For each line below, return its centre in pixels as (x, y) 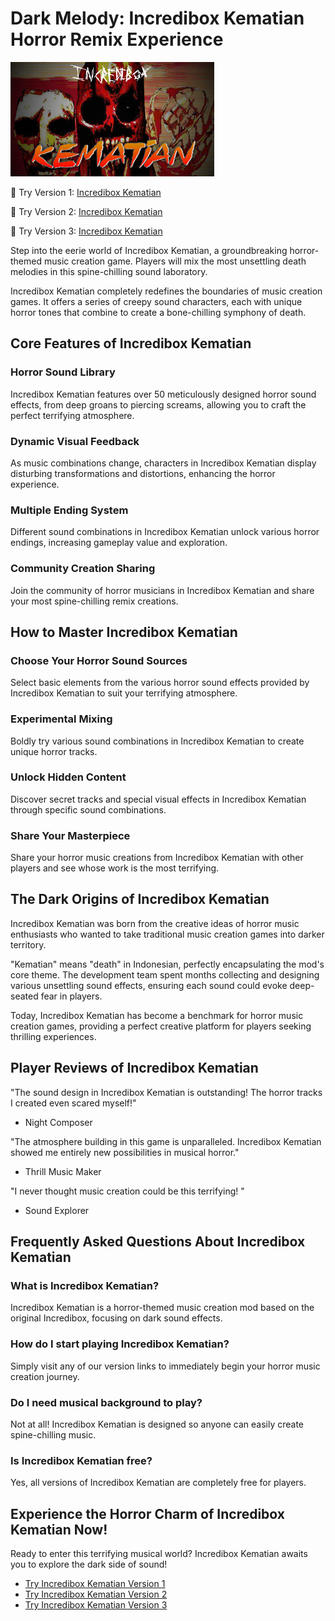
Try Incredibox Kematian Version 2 (96, 1594)
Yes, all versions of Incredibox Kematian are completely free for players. (158, 1483)
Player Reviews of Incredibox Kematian (134, 1068)
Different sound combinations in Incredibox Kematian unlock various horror (165, 532)
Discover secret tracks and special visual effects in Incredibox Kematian (158, 799)
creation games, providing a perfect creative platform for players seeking (161, 1026)
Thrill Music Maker (63, 1171)
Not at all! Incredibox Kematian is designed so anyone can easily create (157, 1424)
